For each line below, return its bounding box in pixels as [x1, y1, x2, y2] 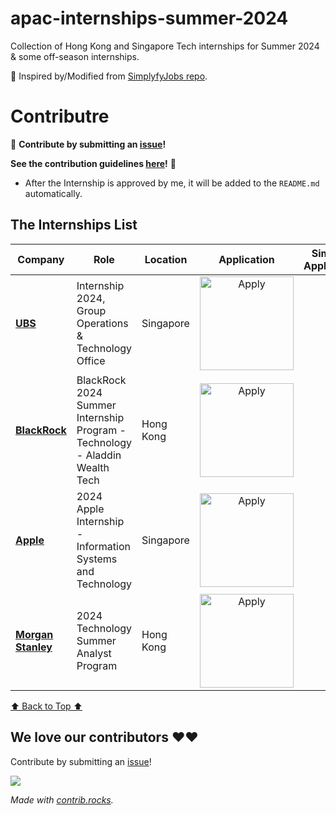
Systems [76, 552, 118, 566]
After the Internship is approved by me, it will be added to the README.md [24, 177, 320, 189]
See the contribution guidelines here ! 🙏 [10, 157, 177, 169]
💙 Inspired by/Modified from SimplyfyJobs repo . [10, 70, 208, 82]
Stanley [15, 640, 53, 654]
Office [76, 353, 106, 367]
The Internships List [10, 217, 138, 234]
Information [76, 539, 131, 553]
